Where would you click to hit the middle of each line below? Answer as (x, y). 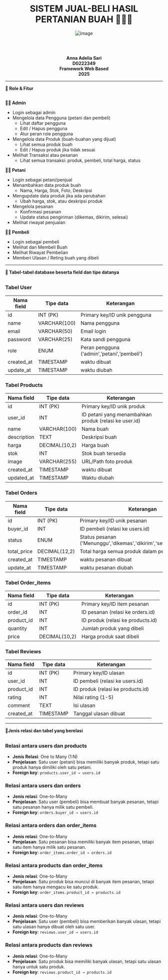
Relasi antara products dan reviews (49, 945)
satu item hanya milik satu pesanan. (49, 847)
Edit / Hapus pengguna (43, 129)
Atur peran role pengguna (46, 134)
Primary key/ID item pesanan (115, 604)
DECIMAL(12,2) (56, 551)
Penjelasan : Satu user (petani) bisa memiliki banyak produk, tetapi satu (86, 762)
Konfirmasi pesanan (40, 212)
